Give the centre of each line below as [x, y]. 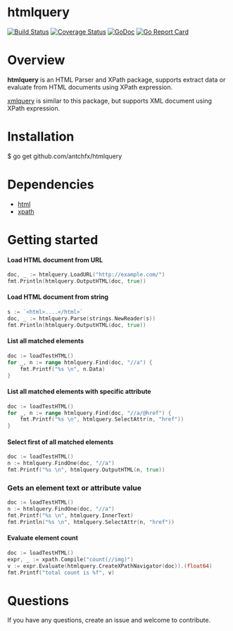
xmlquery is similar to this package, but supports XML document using [110, 101]
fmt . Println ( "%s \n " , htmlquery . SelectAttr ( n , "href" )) [91, 522]
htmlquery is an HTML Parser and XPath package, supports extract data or [116, 79]
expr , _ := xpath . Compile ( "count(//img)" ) [70, 559]
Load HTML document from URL [55, 260]
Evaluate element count [43, 538]
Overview [36, 60]
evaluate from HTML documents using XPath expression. [90, 87]
